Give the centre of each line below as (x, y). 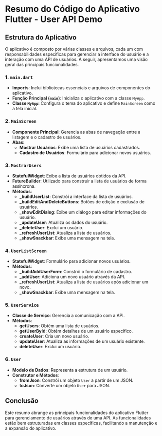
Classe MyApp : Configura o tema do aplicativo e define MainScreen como (84, 103)
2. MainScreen (21, 121)
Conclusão (22, 401)
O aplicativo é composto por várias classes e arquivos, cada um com (74, 49)
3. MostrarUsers (23, 165)
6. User (13, 359)
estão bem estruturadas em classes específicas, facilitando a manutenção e (81, 423)
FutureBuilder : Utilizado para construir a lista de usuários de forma (79, 181)
